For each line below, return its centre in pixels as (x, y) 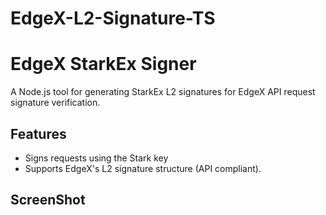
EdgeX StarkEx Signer (103, 64)
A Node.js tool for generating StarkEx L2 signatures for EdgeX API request (163, 92)
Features (38, 133)
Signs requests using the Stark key (96, 158)
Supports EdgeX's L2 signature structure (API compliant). (143, 168)
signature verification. (55, 103)
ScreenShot (48, 200)
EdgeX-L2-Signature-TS (113, 18)
